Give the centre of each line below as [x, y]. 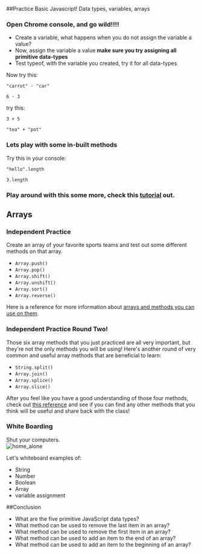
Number [25, 476]
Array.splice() [34, 380]
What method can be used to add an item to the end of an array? [95, 538]
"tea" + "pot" [24, 130]
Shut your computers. [33, 440]
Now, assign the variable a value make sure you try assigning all [96, 50]
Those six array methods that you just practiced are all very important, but [99, 342]
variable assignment [40, 495]
